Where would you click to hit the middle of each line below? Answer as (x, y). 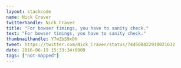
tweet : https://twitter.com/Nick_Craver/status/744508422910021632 (91, 45)
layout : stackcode (29, 12)
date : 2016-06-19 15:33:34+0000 (46, 50)
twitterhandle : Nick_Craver (41, 22)
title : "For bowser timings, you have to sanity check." (78, 28)
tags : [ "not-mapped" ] (33, 56)
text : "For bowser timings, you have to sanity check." (76, 34)
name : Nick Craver (29, 17)
